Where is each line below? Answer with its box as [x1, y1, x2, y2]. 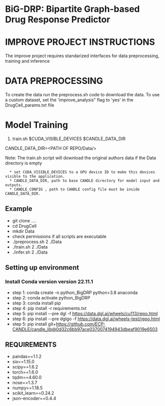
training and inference [5, 58, 50, 64]
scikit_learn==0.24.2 [12, 390, 54, 396]
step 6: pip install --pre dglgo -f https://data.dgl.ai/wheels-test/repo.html [12, 316, 160, 322]
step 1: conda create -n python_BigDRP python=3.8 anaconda [12, 290, 138, 295]
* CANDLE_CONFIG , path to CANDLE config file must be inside [9, 187, 140, 192]
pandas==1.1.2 [12, 354, 42, 360]
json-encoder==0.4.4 [12, 396, 57, 402]
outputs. [5, 183, 23, 187]
